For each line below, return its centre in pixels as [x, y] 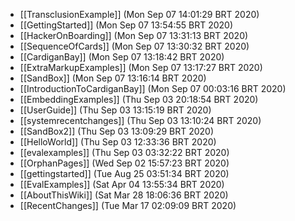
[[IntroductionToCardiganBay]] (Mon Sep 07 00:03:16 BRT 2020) [153, 88]
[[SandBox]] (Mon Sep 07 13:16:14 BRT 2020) [113, 78]
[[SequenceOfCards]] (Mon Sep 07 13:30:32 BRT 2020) [134, 46]
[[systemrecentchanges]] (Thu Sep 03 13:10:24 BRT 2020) [140, 120]
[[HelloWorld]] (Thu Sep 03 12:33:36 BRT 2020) [118, 142]
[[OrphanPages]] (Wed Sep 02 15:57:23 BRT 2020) [124, 163]
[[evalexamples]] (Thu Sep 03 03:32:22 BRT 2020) [124, 152]
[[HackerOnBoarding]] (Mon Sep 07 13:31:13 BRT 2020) [134, 35]
